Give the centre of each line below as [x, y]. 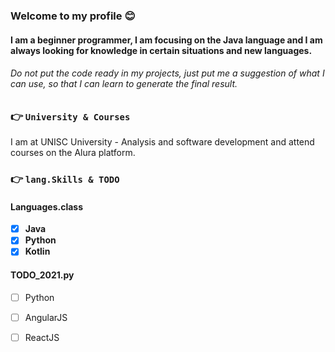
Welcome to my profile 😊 [73, 16]
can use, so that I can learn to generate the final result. [124, 84]
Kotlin [37, 251]
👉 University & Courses [70, 116]
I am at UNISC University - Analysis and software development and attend [162, 142]
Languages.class [46, 206]
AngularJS [46, 317]
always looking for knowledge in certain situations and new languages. [161, 50]
